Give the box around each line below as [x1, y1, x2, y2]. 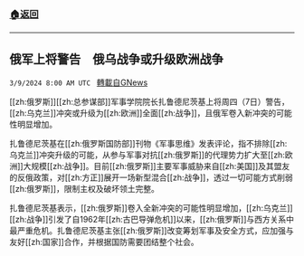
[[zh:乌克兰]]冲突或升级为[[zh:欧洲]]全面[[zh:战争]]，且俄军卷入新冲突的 [9, 108, 277, 119]
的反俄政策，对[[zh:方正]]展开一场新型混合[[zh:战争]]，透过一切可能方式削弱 [9, 172, 293, 183]
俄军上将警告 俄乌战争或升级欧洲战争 [9, 52, 223, 67]
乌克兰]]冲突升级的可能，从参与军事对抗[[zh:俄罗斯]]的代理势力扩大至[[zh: [9, 149, 285, 160]
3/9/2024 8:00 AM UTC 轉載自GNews [9, 77, 148, 88]
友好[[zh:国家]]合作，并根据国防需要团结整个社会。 [9, 237, 199, 248]
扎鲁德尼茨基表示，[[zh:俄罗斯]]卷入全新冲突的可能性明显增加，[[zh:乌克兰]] [9, 203, 293, 213]
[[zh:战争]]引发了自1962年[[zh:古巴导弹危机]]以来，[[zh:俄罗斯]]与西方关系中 [9, 214, 295, 225]
